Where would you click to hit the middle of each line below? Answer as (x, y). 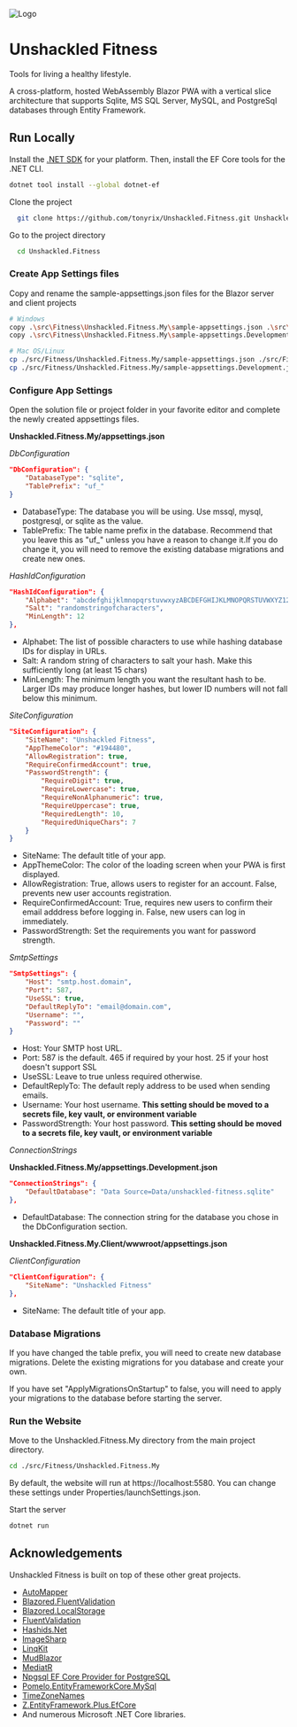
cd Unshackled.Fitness (59, 251)
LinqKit (35, 1648)
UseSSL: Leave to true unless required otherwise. (112, 1077)
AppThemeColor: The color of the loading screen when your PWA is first (153, 865)
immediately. (45, 922)
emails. (35, 1095)
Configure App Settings (61, 390)
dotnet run (29, 1526)
